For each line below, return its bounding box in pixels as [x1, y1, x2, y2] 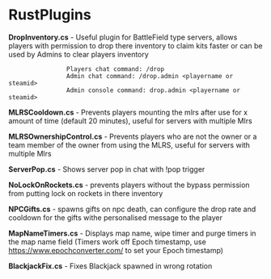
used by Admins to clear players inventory [8, 49, 150, 59]
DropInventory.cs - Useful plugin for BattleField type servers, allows [8, 32, 238, 42]
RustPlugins [8, 6, 91, 24]
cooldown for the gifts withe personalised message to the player [8, 212, 223, 223]
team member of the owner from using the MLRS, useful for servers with [8, 139, 251, 150]
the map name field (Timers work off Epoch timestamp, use [8, 236, 206, 247]
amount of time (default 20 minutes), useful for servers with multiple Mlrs [8, 115, 252, 126]
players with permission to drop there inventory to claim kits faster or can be [8, 40, 263, 50]
